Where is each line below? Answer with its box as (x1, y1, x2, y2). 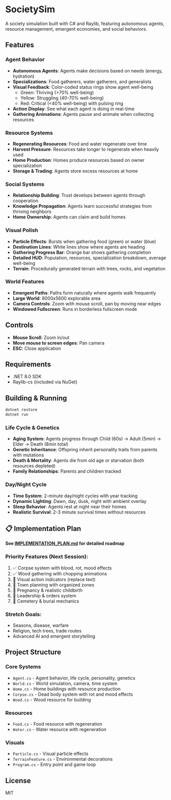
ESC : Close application (12, 345, 61, 351)
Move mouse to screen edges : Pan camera (12, 340, 105, 346)
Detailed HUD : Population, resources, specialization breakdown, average (12, 254, 166, 261)
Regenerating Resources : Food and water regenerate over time (12, 140, 147, 147)
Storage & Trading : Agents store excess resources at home (12, 167, 138, 174)
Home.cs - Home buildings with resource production (12, 686, 121, 692)
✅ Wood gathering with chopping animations (12, 570, 107, 576)
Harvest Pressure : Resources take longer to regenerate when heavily (12, 146, 159, 152)
